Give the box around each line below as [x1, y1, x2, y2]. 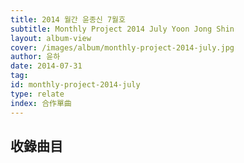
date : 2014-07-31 [10, 61, 83, 71]
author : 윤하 [10, 52, 61, 62]
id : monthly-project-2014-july [10, 80, 141, 90]
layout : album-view [10, 33, 92, 43]
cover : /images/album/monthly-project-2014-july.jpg [10, 42, 235, 53]
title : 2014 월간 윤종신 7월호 [10, 14, 126, 25]
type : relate [10, 89, 65, 99]
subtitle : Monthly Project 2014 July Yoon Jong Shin [10, 24, 235, 34]
